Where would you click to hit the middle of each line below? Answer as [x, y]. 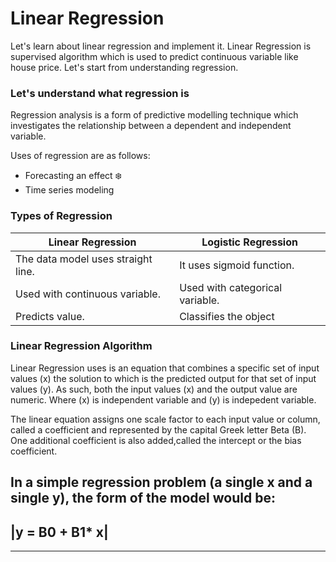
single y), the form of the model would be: [143, 498]
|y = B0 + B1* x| [59, 532]
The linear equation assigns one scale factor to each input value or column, [165, 419]
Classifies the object [227, 316]
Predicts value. [50, 316]
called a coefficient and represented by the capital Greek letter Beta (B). [158, 429]
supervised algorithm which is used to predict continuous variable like [154, 56]
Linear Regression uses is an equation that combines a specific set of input [165, 368]
